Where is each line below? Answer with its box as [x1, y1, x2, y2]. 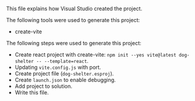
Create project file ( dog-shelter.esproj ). [14, 70, 114, 77]
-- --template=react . [36, 58, 89, 64]
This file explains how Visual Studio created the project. [6, 5, 143, 12]
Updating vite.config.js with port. [14, 64, 101, 71]
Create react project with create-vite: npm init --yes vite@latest [14, 51, 177, 58]
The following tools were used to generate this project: [6, 17, 140, 23]
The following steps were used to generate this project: [6, 40, 141, 46]
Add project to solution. [14, 83, 73, 90]
